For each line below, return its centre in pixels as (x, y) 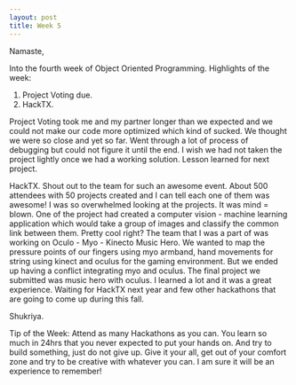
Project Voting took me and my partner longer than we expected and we (141, 122)
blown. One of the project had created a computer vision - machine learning (148, 214)
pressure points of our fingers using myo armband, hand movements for (141, 251)
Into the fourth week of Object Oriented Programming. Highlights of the (140, 68)
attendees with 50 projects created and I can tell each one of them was (140, 195)
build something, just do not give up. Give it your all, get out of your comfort (148, 352)
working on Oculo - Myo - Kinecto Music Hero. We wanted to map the (137, 242)
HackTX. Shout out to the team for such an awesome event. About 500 (139, 185)
